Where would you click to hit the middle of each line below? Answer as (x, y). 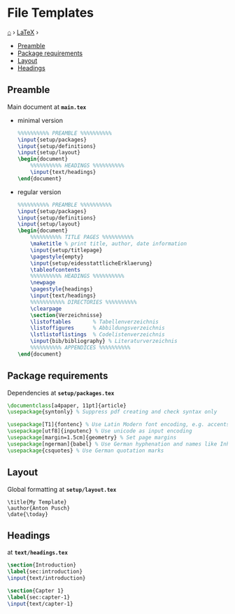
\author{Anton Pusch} (39, 508)
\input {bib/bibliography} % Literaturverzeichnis (104, 341)
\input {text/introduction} (47, 578)
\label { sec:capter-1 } (39, 597)
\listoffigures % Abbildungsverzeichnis (98, 328)
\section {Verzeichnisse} (66, 315)
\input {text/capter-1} (40, 604)
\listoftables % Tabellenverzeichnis (94, 322)
